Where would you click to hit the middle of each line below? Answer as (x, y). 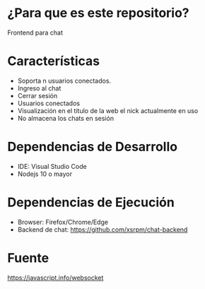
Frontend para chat (35, 33)
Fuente (28, 258)
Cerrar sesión (37, 95)
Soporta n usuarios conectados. (64, 81)
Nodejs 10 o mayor (45, 174)
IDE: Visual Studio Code (52, 166)
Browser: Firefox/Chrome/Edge (63, 222)
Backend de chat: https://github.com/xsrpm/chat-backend (102, 229)
